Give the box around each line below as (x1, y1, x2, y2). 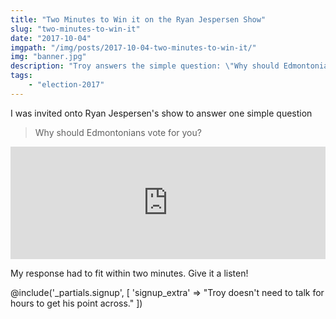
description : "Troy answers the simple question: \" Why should (10, 61, 280, 71)
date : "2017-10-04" (10, 33, 92, 43)
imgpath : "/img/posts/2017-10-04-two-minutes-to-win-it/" (10, 42, 257, 53)
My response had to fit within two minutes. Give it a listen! (10, 267, 249, 279)
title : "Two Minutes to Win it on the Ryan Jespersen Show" (10, 14, 267, 25)
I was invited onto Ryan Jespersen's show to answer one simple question (10, 107, 313, 119)
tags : (10, 71, 33, 81)
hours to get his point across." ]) (10, 297, 143, 309)
